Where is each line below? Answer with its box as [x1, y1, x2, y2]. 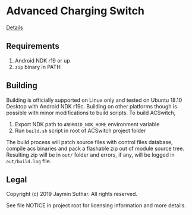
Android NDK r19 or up [14, 57, 70, 64]
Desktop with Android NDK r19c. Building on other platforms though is [6, 102, 177, 110]
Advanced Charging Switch [6, 4, 144, 18]
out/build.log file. [6, 157, 52, 164]
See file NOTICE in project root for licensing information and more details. [6, 202, 186, 209]
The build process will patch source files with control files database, [6, 138, 174, 145]
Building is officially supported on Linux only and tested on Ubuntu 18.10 [6, 96, 182, 104]
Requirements [6, 41, 59, 51]
